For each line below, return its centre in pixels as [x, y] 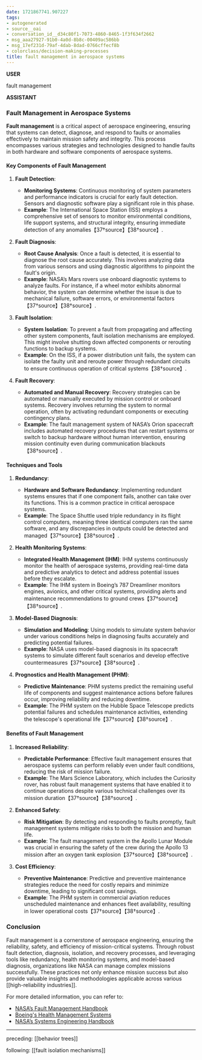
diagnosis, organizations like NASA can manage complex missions [88, 965]
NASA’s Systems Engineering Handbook [64, 1021]
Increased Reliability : [42, 747]
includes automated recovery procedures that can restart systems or [109, 431]
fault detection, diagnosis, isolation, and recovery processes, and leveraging [101, 953]
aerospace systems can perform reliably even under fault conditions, [109, 765]
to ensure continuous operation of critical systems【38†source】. [105, 369]
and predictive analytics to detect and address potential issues [101, 572]
